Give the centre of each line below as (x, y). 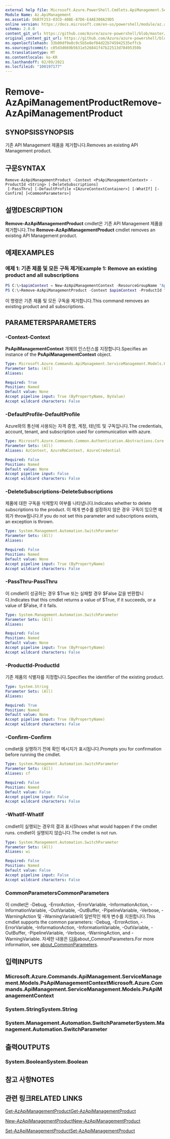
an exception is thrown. (30, 522)
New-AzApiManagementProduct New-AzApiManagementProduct (73, 1121)
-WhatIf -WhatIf (25, 815)
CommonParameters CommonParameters (57, 893)
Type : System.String (27, 687)
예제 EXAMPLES (30, 253)
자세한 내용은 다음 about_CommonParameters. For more (98, 939)
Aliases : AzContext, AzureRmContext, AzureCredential (63, 451)
